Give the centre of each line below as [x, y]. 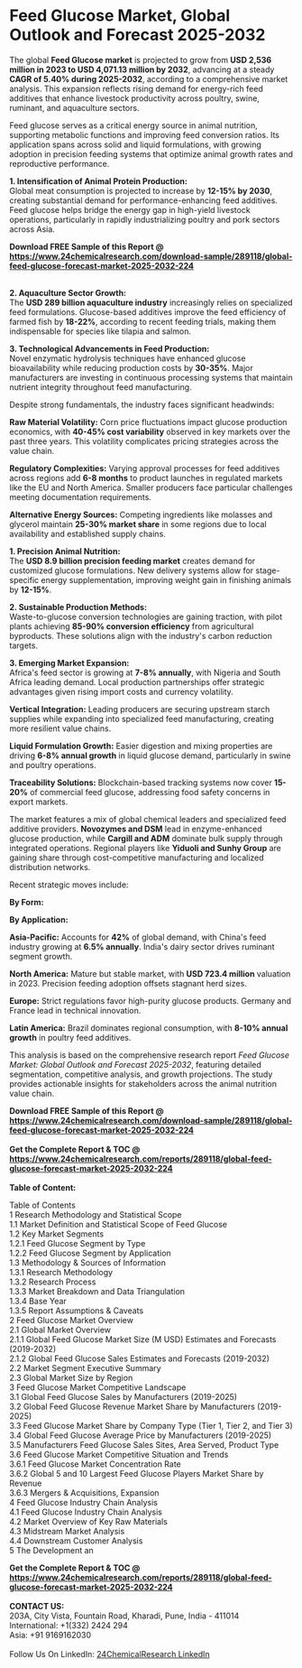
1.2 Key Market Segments [57, 1234]
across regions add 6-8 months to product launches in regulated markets [146, 477]
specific [24, 579]
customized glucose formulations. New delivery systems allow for [132, 570]
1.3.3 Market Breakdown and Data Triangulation [97, 1291]
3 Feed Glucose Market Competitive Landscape [98, 1387]
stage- [268, 570]
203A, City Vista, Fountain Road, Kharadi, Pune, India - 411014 [124, 1616]
